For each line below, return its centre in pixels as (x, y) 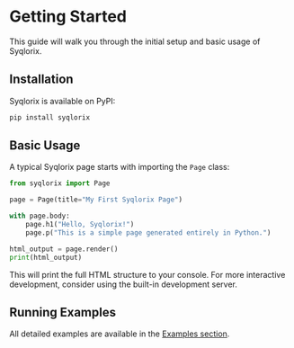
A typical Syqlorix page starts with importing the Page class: (120, 167)
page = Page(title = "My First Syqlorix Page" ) (96, 200)
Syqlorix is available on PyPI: (62, 101)
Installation (41, 80)
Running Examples (63, 312)
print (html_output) (46, 257)
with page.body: (40, 216)
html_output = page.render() (64, 249)
